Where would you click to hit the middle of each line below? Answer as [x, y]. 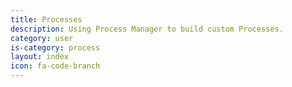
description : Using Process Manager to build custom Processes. [147, 29]
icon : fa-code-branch [55, 66]
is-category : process [55, 47]
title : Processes [46, 19]
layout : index [40, 57]
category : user [42, 38]
